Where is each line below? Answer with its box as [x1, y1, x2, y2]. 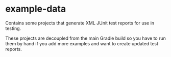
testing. [5, 25, 21, 31]
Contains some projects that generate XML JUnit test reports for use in [5, 20, 155, 26]
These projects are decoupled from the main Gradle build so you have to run [5, 35, 166, 41]
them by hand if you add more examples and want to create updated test [5, 40, 159, 46]
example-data [5, 3, 66, 15]
